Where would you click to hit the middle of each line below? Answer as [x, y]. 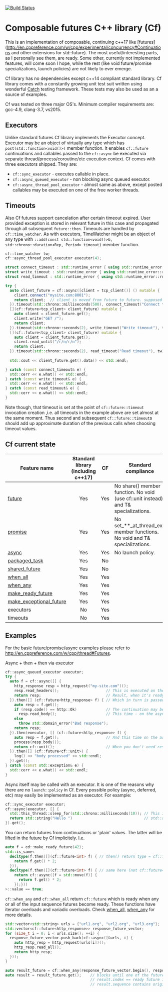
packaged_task [25, 560]
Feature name [37, 468]
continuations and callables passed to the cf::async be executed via [76, 153]
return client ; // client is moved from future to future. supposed [88, 300]
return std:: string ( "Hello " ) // [79, 818]
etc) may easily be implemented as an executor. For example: [68, 795]
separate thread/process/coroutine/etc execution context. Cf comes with [80, 159]
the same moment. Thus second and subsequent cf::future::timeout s [79, 418]
